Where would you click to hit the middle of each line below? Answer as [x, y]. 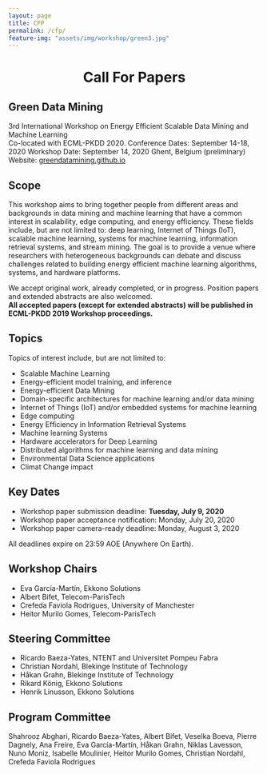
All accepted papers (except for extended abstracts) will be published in [131, 305]
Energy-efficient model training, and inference [96, 381]
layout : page [30, 16]
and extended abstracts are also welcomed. [80, 297]
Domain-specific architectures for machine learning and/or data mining [137, 399]
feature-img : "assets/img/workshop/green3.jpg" [89, 38]
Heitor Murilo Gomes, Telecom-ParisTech [88, 613]
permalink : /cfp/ [37, 30]
